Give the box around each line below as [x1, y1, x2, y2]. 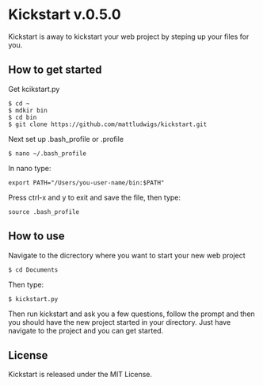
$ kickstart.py [8, 295, 59, 303]
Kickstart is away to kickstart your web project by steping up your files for [8, 32, 250, 41]
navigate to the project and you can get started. [8, 326, 164, 335]
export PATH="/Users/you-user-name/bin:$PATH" [8, 178, 165, 187]
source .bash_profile [8, 208, 80, 215]
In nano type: [8, 163, 51, 173]
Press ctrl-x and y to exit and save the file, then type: [8, 192, 181, 202]
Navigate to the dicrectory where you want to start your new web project [8, 250, 246, 260]
